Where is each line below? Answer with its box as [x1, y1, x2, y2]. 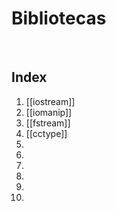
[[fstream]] [25, 117, 71, 129]
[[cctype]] [25, 127, 68, 139]
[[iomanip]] [25, 106, 73, 118]
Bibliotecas [11, 7, 107, 30]
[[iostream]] [25, 95, 76, 107]
